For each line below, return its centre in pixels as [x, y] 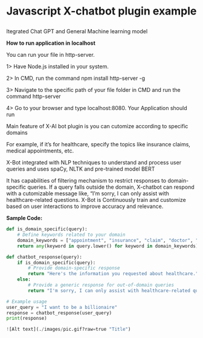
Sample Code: [24, 218]
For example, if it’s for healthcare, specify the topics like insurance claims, [98, 145]
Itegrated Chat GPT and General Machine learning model [77, 31]
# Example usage [27, 301]
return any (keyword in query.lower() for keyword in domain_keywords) [108, 246]
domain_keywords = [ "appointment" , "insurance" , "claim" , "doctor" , [105, 240]
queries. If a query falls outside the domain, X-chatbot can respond [111, 187]
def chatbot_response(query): [44, 257]
